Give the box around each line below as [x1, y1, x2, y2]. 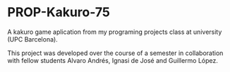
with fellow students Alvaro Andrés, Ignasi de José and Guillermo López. [7, 56, 219, 64]
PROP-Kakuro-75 [7, 4, 111, 20]
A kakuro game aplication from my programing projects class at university [7, 28, 222, 36]
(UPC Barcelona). [7, 35, 58, 43]
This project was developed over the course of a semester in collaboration [7, 49, 224, 57]
